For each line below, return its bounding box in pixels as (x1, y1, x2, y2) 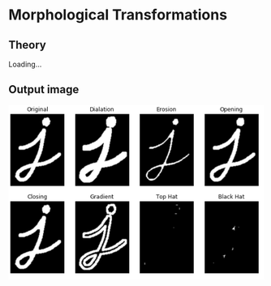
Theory (8, 38, 47, 52)
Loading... (8, 59, 42, 69)
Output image (8, 83, 80, 96)
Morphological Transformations (8, 6, 228, 24)
